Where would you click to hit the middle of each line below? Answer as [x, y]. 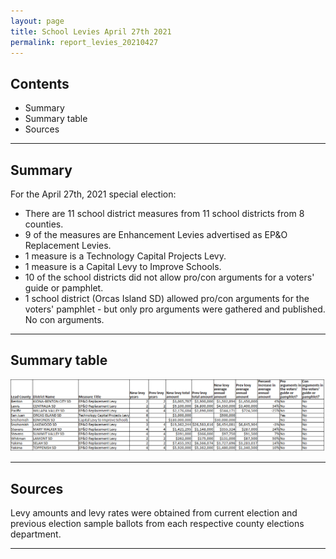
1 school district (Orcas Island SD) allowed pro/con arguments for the [167, 298]
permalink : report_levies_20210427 [84, 42]
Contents [40, 83]
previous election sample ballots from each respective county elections [157, 524]
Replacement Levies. [68, 245]
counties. [44, 224]
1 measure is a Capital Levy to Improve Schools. [123, 266]
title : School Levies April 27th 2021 [91, 31]
